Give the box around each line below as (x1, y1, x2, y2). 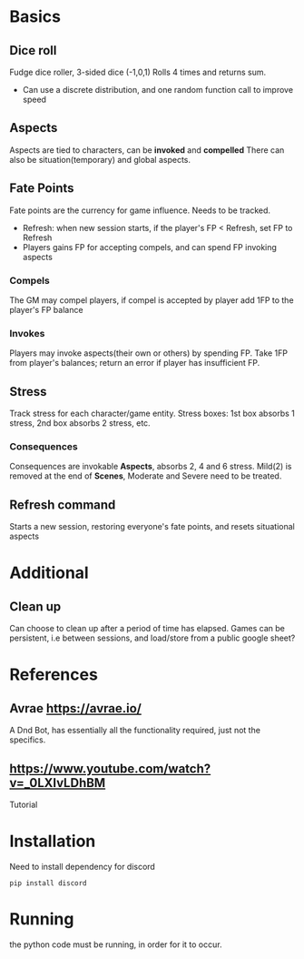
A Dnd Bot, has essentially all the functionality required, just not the (9, 725, 261, 736)
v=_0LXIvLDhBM (9, 775, 106, 791)
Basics (9, 6, 62, 27)
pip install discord (9, 878, 88, 888)
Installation (9, 831, 96, 852)
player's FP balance (9, 304, 83, 315)
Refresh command (9, 497, 116, 512)
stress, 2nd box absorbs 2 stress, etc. (9, 418, 152, 429)
